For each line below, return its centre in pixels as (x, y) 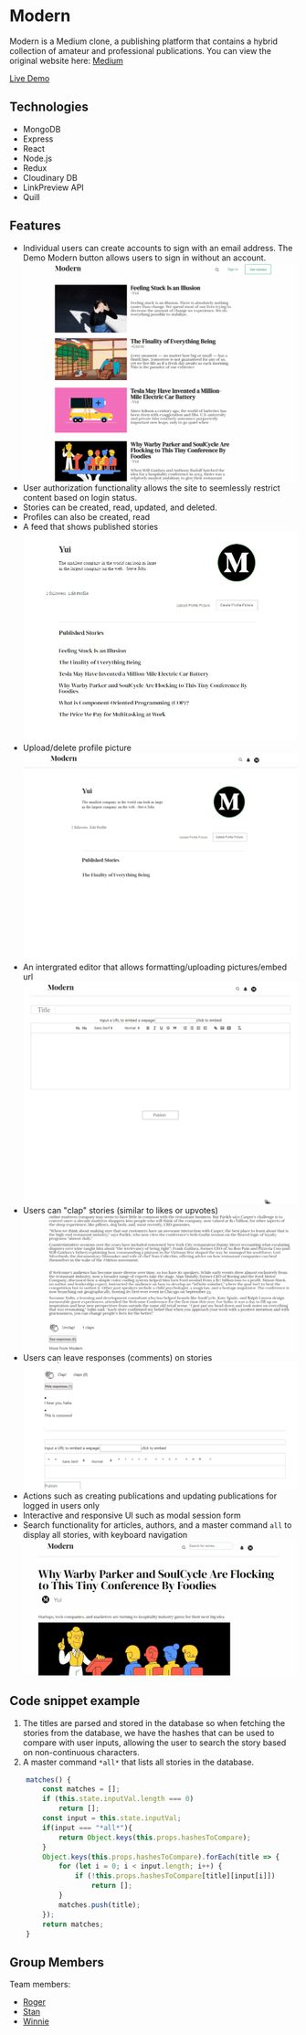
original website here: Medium (66, 60)
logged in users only (61, 1505)
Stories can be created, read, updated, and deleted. (120, 507)
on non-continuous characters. (81, 1752)
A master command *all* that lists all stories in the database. (138, 1762)
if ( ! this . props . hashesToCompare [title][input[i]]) (175, 1876)
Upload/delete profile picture (77, 748)
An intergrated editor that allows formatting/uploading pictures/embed (155, 967)
